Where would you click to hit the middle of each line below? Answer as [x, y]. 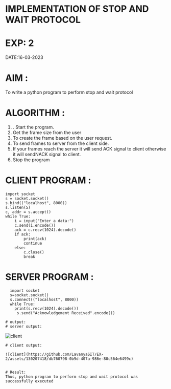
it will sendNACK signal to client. [47, 154]
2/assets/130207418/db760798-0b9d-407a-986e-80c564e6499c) [69, 359]
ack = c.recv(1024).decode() [45, 230]
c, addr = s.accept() [28, 212]
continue [33, 243]
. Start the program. [33, 127]
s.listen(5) [18, 207]
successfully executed [29, 381]
